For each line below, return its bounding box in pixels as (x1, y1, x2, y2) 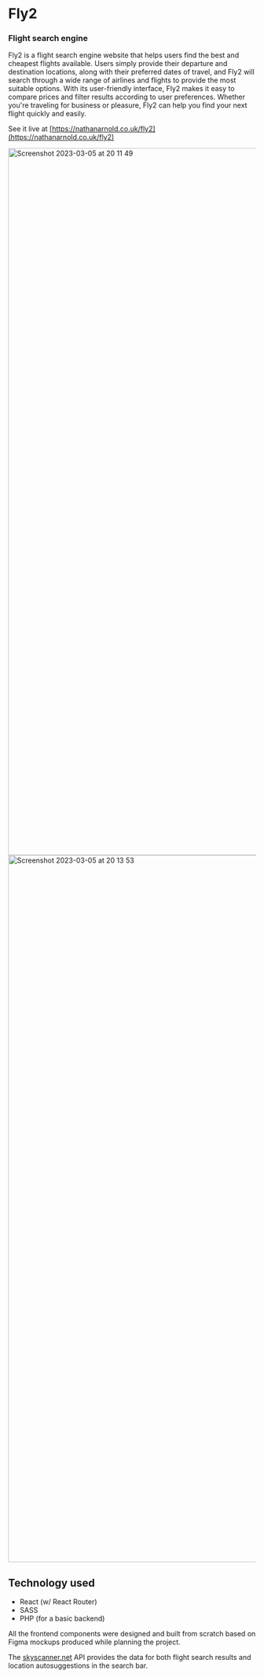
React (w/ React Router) (19, 1597, 97, 1607)
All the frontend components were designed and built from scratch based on (8, 1629, 256, 1639)
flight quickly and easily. (8, 109, 86, 119)
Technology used (8, 1576, 96, 1589)
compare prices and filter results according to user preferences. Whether (8, 92, 246, 102)
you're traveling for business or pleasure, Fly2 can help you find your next (8, 101, 247, 110)
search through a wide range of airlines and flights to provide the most (8, 75, 236, 85)
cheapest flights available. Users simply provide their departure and (8, 59, 228, 68)
